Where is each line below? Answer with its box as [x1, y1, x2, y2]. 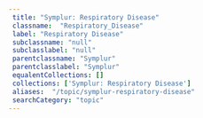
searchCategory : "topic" [12, 95, 104, 105]
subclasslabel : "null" [12, 46, 97, 55]
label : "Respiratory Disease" [12, 29, 124, 38]
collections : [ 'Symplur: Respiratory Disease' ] [12, 79, 191, 88]
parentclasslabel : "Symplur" [12, 63, 121, 72]
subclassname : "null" [12, 37, 92, 47]
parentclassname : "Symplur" [12, 54, 116, 63]
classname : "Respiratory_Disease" [12, 21, 144, 30]
